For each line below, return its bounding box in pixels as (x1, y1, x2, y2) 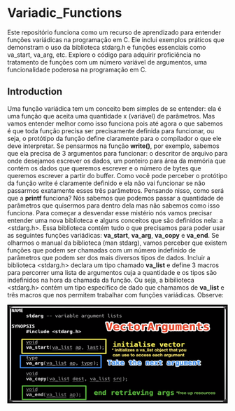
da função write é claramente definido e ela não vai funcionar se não (7, 179, 206, 187)
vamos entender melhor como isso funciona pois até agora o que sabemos (7, 119, 223, 128)
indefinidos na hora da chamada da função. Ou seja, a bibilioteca (7, 276, 194, 284)
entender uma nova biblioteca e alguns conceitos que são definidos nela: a (7, 216, 224, 224)
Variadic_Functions (7, 5, 122, 21)
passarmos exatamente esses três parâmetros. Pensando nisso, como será (7, 186, 225, 194)
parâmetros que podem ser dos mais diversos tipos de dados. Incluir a (7, 253, 211, 262)
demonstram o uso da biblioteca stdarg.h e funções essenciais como (7, 43, 206, 51)
